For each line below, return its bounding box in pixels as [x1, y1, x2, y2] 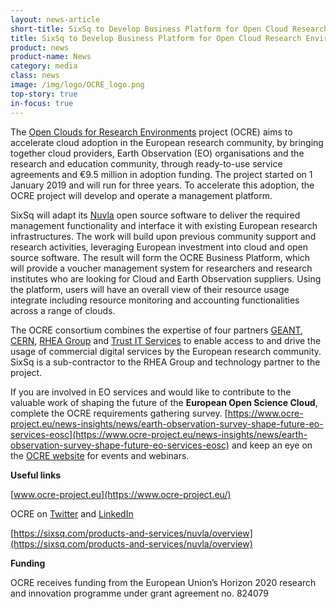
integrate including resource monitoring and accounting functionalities [10, 294, 300, 306]
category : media [10, 61, 78, 71]
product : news [10, 42, 70, 53]
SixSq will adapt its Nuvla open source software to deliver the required [10, 209, 301, 221]
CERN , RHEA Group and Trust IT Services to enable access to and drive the [10, 334, 322, 346]
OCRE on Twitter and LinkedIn [10, 507, 134, 520]
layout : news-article [10, 14, 101, 25]
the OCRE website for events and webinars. [10, 449, 190, 461]
